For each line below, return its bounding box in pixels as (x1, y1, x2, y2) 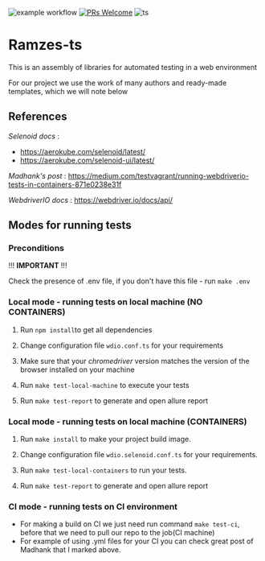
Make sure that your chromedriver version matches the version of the (19, 356, 251, 365)
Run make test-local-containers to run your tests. (19, 465, 187, 475)
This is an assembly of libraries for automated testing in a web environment (8, 62, 258, 72)
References (8, 109, 67, 124)
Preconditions (8, 242, 65, 254)
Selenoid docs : (8, 131, 60, 141)
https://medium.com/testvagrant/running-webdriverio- (67, 171, 249, 180)
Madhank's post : (8, 171, 67, 180)
